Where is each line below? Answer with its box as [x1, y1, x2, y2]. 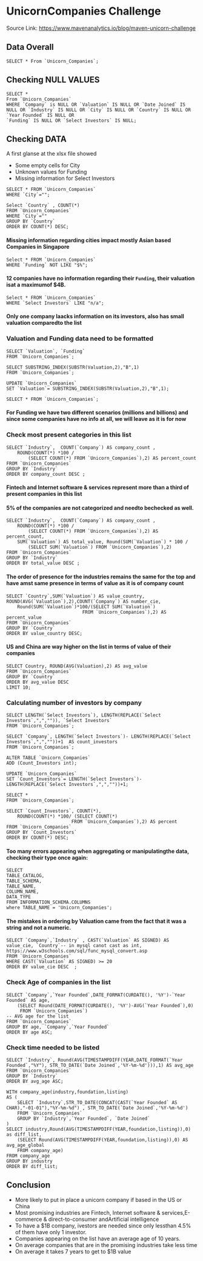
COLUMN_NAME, [6, 889, 39, 895]
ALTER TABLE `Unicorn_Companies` [6, 755, 91, 761]
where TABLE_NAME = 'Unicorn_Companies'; [6, 905, 113, 911]
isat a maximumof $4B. [6, 281, 66, 288]
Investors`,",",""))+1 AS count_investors [6, 739, 118, 745]
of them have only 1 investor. [15, 1228, 87, 1235]
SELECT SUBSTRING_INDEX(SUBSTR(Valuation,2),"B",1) [6, 364, 139, 370]
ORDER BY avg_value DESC [6, 679, 69, 685]
